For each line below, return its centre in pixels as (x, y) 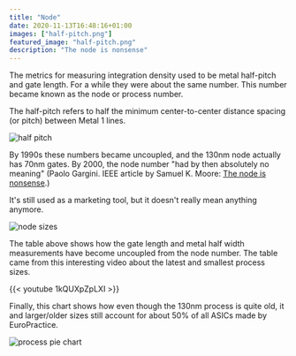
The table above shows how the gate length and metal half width (127, 244)
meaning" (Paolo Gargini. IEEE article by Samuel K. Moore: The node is (138, 174)
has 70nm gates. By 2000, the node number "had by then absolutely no (139, 164)
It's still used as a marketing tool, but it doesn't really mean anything (133, 201)
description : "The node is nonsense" (79, 50)
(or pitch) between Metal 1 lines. (68, 121)
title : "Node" (35, 17)
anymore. (27, 209)
